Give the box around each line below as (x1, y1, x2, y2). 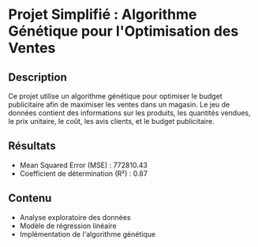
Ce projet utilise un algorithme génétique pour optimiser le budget (8, 92, 222, 100)
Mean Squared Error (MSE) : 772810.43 (19, 160, 148, 170)
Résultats (8, 140, 57, 153)
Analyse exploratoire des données (19, 212, 132, 222)
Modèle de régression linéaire (19, 221, 117, 230)
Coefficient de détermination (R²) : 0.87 (19, 168, 148, 178)
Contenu (8, 192, 52, 205)
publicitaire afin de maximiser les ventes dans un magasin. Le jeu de (8, 100, 230, 109)
